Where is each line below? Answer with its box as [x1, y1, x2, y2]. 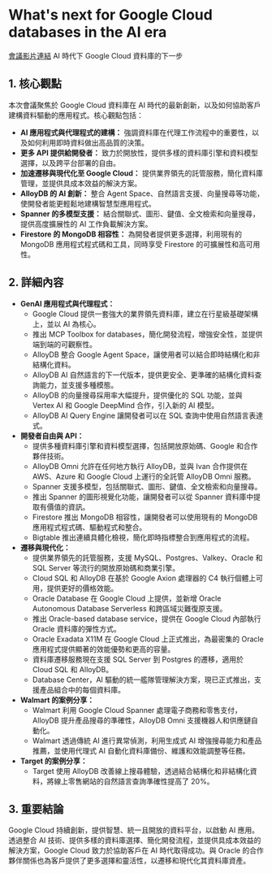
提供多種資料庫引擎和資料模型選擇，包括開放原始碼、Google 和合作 [32, 441, 258, 450]
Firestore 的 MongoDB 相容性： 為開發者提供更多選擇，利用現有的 [19, 229, 242, 239]
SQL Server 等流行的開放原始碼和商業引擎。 [32, 562, 180, 572]
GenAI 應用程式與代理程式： [19, 298, 115, 308]
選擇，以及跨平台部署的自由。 [19, 158, 120, 167]
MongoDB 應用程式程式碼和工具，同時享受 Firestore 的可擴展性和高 [19, 239, 246, 249]
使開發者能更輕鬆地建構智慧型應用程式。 [19, 198, 156, 208]
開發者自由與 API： [19, 431, 84, 441]
